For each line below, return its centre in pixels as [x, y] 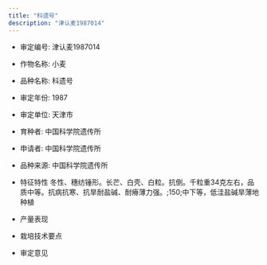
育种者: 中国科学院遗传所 [60, 131]
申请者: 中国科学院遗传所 [60, 148]
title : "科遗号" [33, 16]
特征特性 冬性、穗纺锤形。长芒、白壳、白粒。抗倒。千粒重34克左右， [133, 182]
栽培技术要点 [41, 236]
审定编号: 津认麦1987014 [60, 47]
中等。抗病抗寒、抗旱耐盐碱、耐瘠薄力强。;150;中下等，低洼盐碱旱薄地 [143, 192]
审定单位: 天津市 [46, 114]
